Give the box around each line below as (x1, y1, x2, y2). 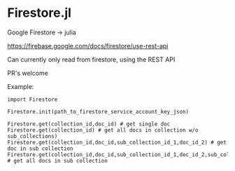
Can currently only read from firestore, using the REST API (7, 55, 176, 64)
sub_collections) (7, 132, 58, 139)
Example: (7, 82, 34, 90)
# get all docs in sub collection (7, 157, 108, 164)
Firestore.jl (7, 5, 72, 21)
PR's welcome (7, 69, 49, 77)
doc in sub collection (7, 145, 73, 152)
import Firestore (7, 96, 58, 103)
